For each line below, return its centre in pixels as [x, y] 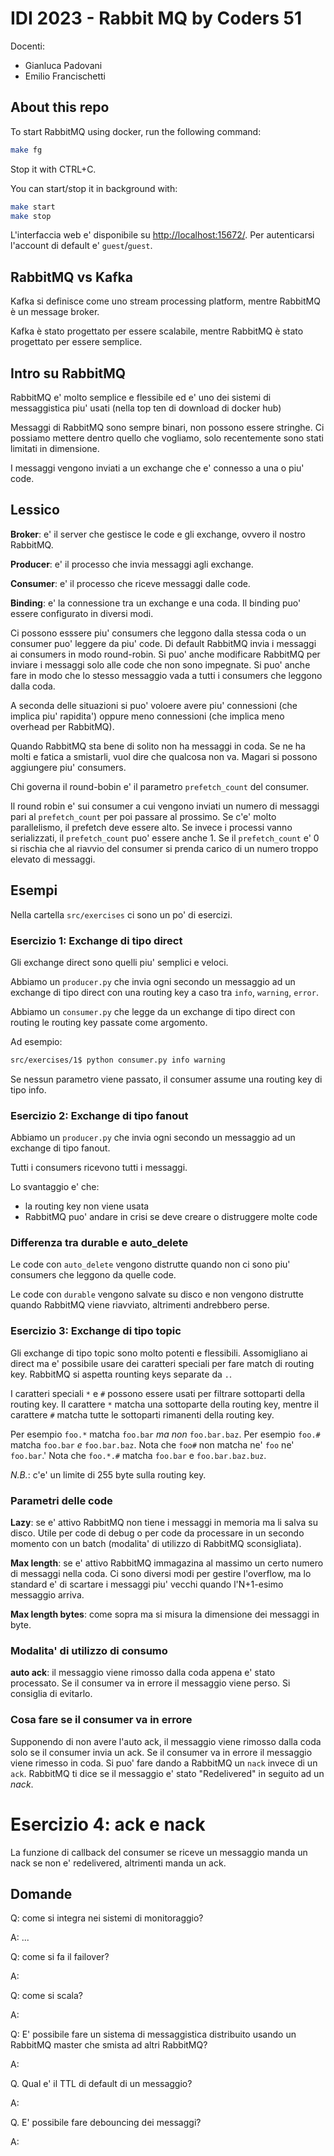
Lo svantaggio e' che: [55, 1187]
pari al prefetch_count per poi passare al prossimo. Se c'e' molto [143, 816]
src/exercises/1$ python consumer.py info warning [118, 1060]
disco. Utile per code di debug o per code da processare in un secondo [157, 1533]
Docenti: [27, 46]
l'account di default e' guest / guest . [81, 246]
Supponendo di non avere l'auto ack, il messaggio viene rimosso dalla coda [166, 1741]
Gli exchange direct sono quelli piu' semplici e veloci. [119, 962]
